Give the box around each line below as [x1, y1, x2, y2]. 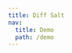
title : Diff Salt [8, 11, 65, 19]
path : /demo [15, 33, 55, 41]
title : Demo [15, 26, 55, 34]
